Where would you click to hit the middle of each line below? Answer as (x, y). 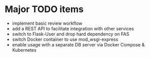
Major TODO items (44, 9)
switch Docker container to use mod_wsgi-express (65, 39)
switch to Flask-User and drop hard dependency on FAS (71, 34)
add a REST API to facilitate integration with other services (73, 28)
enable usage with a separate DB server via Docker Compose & (78, 44)
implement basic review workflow (47, 23)
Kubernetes (24, 50)
